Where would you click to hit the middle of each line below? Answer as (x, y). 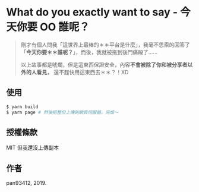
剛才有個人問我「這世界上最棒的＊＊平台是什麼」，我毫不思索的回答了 (105, 45)
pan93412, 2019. (26, 183)
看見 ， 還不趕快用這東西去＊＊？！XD (83, 72)
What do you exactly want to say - (92, 12)
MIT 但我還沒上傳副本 (33, 148)
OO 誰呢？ (65, 27)
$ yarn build (22, 107)
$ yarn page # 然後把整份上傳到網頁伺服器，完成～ (62, 112)
